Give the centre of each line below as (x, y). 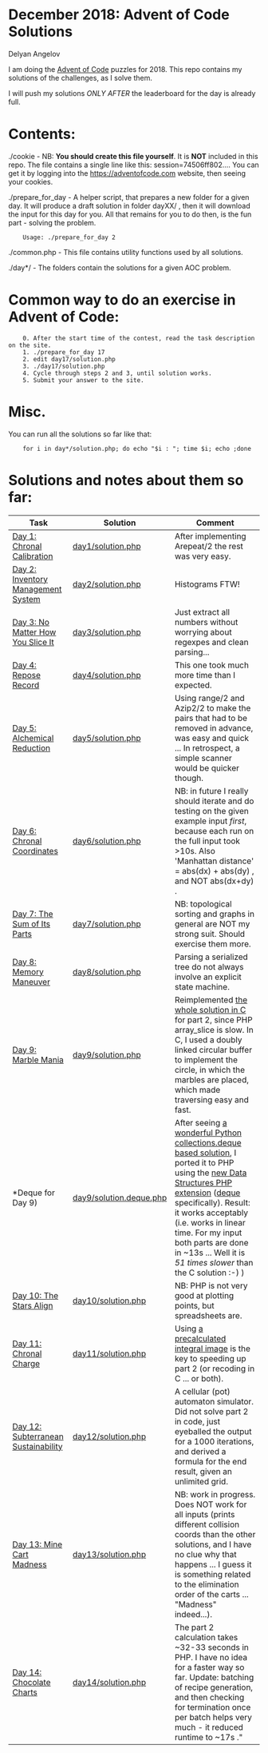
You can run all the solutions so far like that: (80, 434)
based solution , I (205, 1153)
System (27, 599)
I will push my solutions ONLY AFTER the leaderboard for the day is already (132, 93)
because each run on (214, 831)
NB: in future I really (211, 791)
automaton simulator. (214, 1401)
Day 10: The (35, 1295)
